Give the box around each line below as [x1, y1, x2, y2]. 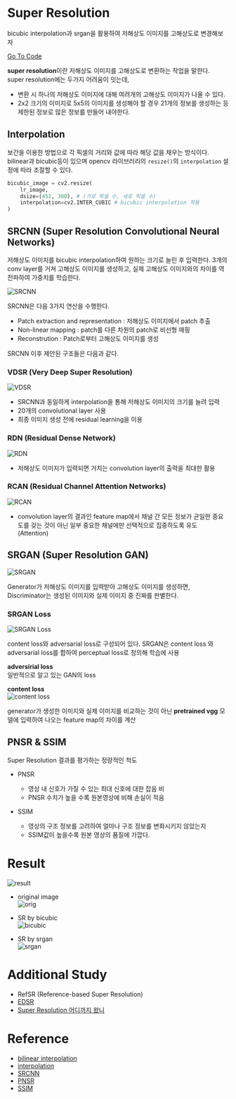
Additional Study [7, 966, 107, 982]
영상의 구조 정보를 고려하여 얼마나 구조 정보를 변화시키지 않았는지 [27, 821, 206, 830]
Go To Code [7, 51, 42, 60]
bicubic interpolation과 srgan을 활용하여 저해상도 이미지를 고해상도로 [7, 29, 199, 37]
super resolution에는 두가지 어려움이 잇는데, [7, 75, 130, 84]
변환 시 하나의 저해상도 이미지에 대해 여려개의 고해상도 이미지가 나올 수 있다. [17, 90, 226, 98]
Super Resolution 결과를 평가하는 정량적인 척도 [7, 755, 138, 764]
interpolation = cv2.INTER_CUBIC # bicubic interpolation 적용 [20, 199, 200, 207]
